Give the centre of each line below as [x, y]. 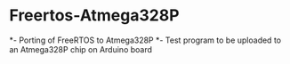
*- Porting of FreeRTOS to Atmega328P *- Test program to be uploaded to [145, 40]
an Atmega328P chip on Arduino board [81, 49]
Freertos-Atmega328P [94, 16]
